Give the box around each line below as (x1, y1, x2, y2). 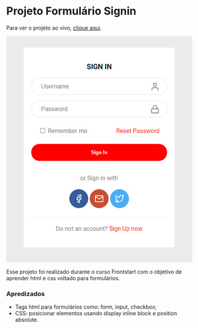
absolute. (14, 316, 39, 324)
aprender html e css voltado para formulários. (6, 274, 120, 281)
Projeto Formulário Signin (6, 4, 137, 18)
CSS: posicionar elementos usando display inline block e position (14, 310, 177, 317)
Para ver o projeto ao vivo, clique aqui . (6, 24, 102, 31)
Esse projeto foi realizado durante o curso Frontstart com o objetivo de (6, 268, 182, 275)
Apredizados (6, 289, 45, 298)
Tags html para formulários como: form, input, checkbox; (14, 303, 157, 310)
